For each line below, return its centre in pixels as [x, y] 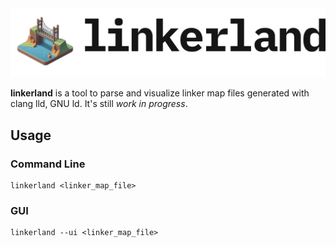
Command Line [48, 164]
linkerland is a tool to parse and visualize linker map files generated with [160, 93]
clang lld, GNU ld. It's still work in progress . [99, 104]
